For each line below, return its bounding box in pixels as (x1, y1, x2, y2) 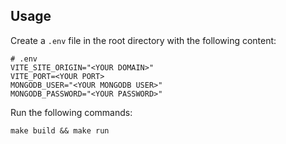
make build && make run (10, 125, 110, 136)
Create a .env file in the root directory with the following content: (10, 34, 277, 46)
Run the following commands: (10, 106, 133, 118)
